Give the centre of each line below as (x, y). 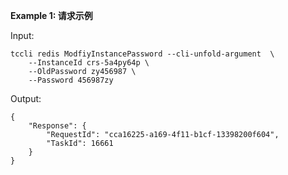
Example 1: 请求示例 (51, 15)
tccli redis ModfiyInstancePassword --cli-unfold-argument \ (142, 54)
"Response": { (57, 126)
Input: (22, 35)
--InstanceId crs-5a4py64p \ (89, 63)
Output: (26, 98)
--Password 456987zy (71, 80)
